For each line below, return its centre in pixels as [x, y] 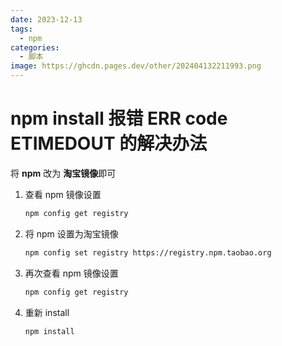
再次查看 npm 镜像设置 [71, 273]
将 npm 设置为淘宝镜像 [71, 233]
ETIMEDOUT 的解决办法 [109, 143]
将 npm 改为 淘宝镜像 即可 [63, 173]
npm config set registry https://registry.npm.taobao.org [148, 252]
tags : [21, 29]
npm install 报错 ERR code [119, 118]
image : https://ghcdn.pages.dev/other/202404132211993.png [136, 66]
